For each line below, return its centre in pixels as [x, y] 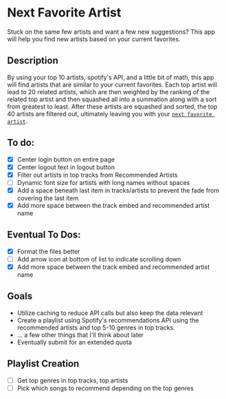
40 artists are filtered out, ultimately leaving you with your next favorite [110, 114]
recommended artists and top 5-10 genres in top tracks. [96, 327]
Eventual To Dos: [44, 235]
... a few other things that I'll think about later [80, 334]
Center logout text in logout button [66, 167]
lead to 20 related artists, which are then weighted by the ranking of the [109, 91]
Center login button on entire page [66, 159]
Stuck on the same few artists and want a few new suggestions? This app [111, 32]
